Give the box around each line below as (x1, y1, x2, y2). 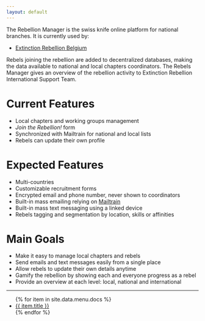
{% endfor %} (15, 309, 51, 316)
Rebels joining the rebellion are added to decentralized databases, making (6, 56, 193, 63)
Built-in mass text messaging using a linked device (15, 204, 143, 212)
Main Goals (6, 232, 65, 246)
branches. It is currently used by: (6, 32, 90, 40)
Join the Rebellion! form (15, 124, 75, 131)
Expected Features (6, 158, 104, 172)
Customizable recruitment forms (15, 185, 97, 192)
